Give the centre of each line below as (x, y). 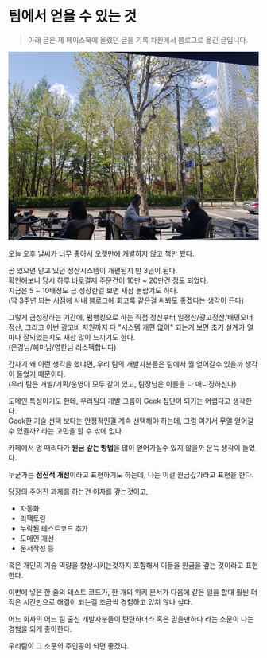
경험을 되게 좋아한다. (40, 629)
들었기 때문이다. (41, 374)
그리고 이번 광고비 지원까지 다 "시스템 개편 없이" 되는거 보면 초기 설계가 (135, 327)
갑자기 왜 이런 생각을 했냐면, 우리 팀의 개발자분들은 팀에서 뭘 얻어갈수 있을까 (126, 364)
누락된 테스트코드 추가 (54, 528)
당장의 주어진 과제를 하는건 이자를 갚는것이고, (78, 492)
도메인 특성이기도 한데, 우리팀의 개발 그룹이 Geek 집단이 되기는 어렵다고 (120, 401)
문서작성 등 (37, 548)
